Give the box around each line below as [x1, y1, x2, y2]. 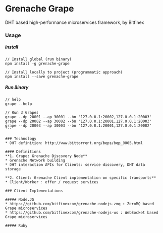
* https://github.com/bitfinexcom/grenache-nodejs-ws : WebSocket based [5, 210, 159, 215]
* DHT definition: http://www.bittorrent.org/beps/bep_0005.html [5, 140, 143, 146]
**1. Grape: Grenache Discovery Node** [5, 154, 88, 158]
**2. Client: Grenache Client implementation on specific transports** [5, 175, 156, 180]
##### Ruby [5, 223, 28, 228]
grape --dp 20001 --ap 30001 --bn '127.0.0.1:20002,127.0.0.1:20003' [5, 114, 152, 119]
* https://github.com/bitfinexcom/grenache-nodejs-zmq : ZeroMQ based [5, 201, 154, 206]
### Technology [5, 136, 37, 141]
